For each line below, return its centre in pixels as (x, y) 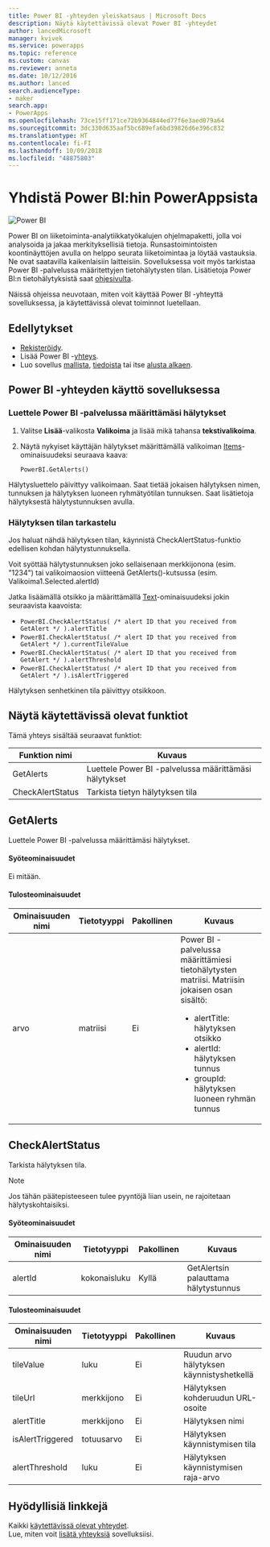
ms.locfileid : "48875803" (51, 158)
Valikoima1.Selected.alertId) (54, 581)
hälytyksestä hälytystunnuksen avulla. (72, 501)
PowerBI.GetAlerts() (54, 469)
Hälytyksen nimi (214, 1421)
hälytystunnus (214, 1288)
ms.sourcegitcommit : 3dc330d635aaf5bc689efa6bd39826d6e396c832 (117, 128)
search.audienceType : (45, 91)
